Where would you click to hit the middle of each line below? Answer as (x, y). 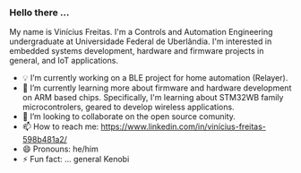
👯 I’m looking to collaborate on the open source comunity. (129, 117)
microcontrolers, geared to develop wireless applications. (128, 107)
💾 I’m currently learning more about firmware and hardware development (157, 88)
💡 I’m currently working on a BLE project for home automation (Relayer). (155, 78)
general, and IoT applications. (64, 61)
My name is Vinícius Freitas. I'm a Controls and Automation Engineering (141, 32)
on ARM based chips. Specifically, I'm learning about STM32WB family (153, 98)
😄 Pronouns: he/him (60, 149)
